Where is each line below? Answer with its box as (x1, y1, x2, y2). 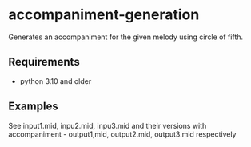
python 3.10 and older (19, 76, 92, 85)
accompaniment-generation (8, 6, 200, 24)
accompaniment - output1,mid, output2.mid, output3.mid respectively (8, 129, 237, 139)
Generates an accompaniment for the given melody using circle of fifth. (8, 32, 244, 42)
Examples (8, 100, 58, 113)
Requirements (8, 55, 80, 69)
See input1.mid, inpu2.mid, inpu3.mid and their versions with (8, 121, 207, 130)
